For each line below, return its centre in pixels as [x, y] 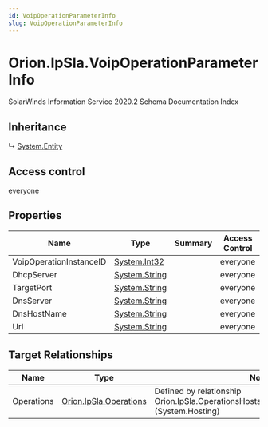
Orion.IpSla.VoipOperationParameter [133, 63]
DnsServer [32, 301]
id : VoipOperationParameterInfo [62, 16]
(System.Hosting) [187, 411]
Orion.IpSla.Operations [104, 401]
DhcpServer [35, 274]
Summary [193, 243]
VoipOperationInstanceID [59, 261]
